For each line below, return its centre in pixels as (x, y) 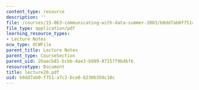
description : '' (26, 17)
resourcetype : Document (36, 67)
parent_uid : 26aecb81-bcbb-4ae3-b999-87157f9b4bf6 (70, 61)
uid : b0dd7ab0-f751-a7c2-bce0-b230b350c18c (61, 78)
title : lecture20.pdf (33, 72)
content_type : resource (36, 12)
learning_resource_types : (38, 34)
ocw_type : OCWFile (29, 45)
